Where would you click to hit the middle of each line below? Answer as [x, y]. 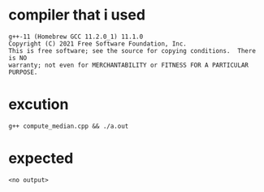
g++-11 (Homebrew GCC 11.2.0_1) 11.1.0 [76, 37]
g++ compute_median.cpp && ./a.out [69, 126]
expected [41, 158]
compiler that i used [77, 15]
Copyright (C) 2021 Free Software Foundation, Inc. [97, 44]
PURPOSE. [23, 72]
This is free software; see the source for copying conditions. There [132, 50]
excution [39, 105]
